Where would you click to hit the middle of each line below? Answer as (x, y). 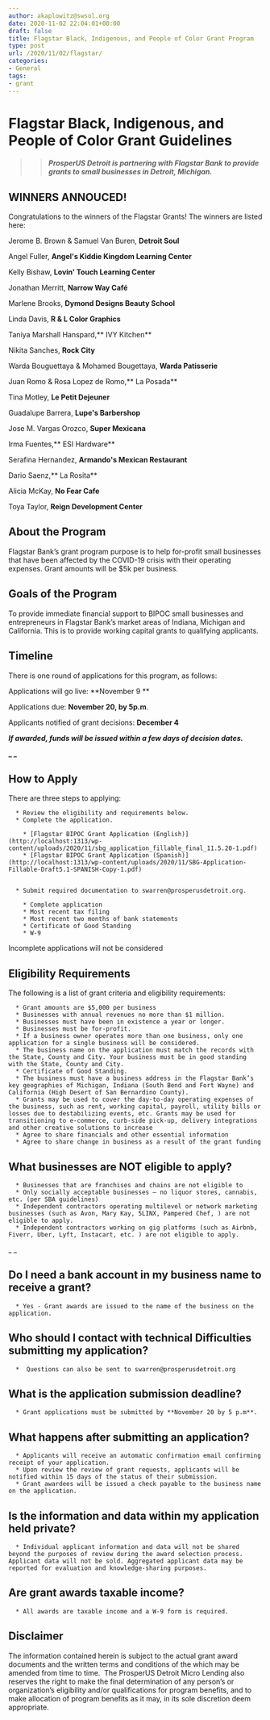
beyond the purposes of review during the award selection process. (126, 1555)
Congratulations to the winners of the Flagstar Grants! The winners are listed (135, 217)
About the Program (57, 532)
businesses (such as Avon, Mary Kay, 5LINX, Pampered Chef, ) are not (129, 1213)
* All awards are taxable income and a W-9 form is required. (122, 1611)
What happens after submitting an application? (129, 1437)
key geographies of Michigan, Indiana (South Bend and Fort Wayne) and (131, 1086)
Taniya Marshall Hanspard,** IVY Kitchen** (80, 335)
